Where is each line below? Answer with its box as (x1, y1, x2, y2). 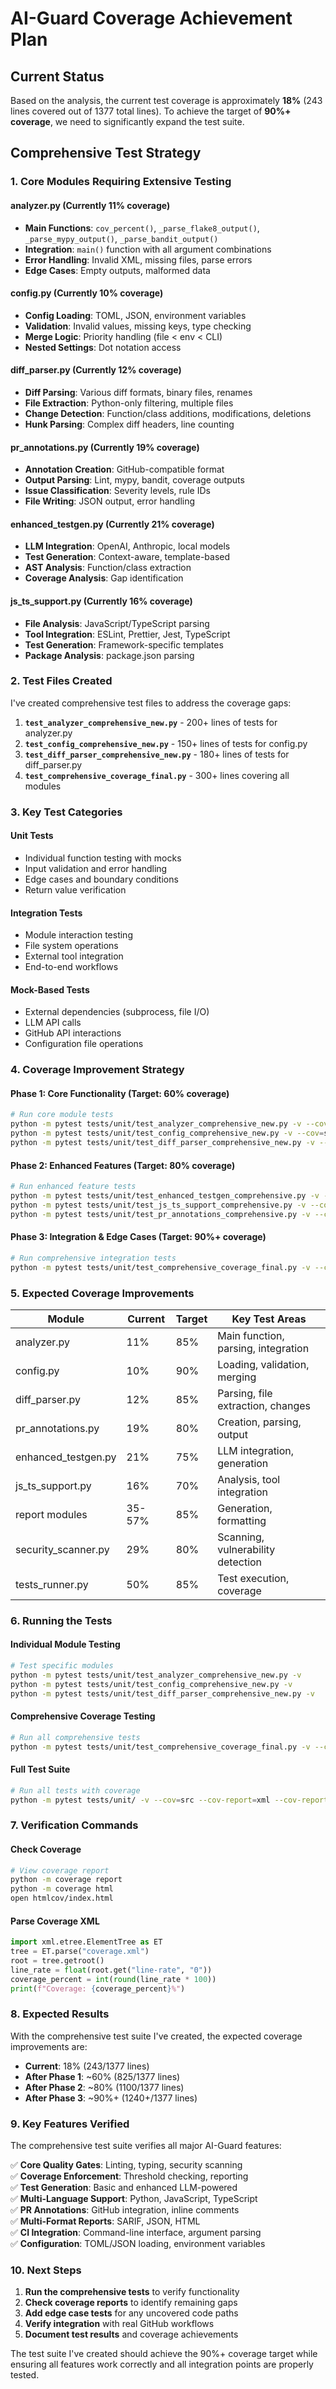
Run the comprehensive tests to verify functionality (24, 2286, 240, 2298)
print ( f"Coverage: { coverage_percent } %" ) (10, 1983, 186, 1994)
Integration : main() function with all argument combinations (24, 243, 272, 255)
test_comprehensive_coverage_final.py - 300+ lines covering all (24, 769, 290, 781)
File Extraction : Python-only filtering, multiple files (24, 397, 234, 409)
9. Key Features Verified (10, 2117, 130, 2131)
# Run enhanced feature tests (10, 1182, 137, 1192)
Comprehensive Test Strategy (10, 145, 202, 162)
